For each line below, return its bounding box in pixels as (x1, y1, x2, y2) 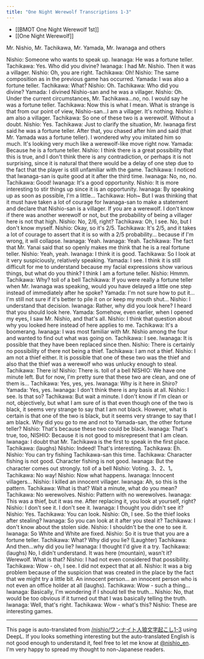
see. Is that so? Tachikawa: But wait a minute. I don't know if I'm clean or (6, 393, 188, 400)
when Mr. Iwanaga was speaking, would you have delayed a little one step (6, 282, 192, 290)
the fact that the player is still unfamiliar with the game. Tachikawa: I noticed (6, 166, 196, 173)
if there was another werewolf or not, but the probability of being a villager (6, 211, 192, 218)
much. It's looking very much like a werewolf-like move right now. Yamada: (6, 140, 193, 147)
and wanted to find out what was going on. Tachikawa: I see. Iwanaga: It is (6, 334, 192, 341)
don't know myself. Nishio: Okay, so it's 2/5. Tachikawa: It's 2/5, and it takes (6, 224, 196, 232)
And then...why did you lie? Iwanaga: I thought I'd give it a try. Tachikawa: (6, 543, 190, 550)
